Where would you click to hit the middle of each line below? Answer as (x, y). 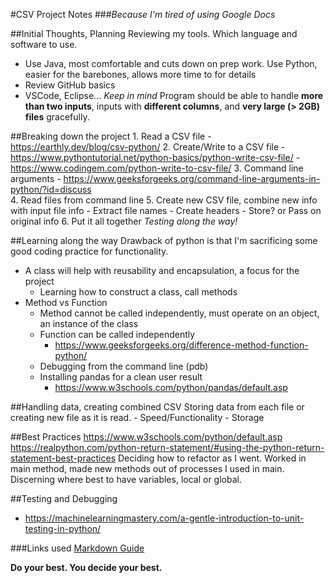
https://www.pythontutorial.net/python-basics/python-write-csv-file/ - (155, 157)
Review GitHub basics (70, 85)
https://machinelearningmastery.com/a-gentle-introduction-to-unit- (164, 518)
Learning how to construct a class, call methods (138, 292)
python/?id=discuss (51, 189)
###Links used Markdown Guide (77, 548)
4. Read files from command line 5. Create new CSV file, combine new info (164, 200)
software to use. (44, 44)
